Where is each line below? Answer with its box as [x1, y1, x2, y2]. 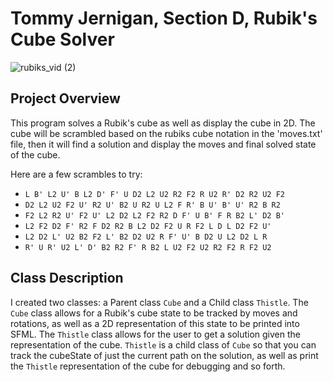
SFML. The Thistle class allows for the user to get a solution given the [10, 328, 302, 340]
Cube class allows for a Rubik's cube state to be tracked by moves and [10, 307, 298, 319]
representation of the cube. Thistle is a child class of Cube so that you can [10, 338, 317, 351]
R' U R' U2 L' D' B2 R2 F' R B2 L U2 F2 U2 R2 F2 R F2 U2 [24, 242, 272, 252]
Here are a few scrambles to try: [10, 168, 143, 180]
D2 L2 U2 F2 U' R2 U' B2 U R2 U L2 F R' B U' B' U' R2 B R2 [24, 200, 281, 210]
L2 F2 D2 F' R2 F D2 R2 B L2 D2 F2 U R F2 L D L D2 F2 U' [24, 221, 272, 231]
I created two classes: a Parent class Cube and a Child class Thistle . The [10, 296, 309, 308]
